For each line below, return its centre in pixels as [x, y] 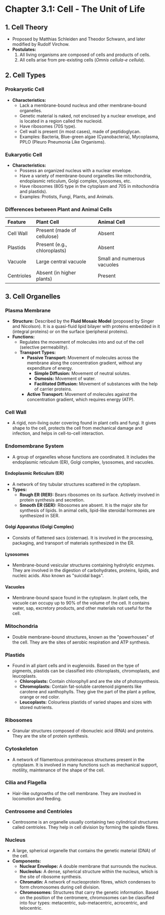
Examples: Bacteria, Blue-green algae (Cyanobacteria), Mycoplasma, [89, 137]
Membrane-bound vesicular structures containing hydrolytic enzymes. [83, 565]
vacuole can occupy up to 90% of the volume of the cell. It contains [81, 603]
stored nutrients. [36, 707]
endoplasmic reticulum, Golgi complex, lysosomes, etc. [75, 181]
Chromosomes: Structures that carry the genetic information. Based [89, 892]
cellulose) [47, 236]
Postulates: [24, 49]
